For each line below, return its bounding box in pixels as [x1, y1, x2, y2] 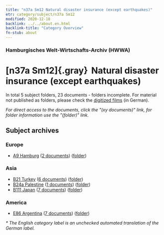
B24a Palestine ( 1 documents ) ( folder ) [12, 181, 91, 187]
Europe [5, 141, 24, 148]
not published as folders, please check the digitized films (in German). [5, 97, 150, 103]
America [5, 199, 27, 206]
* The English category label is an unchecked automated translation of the [5, 220, 159, 226]
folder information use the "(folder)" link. [5, 112, 89, 118]
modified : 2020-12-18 [5, 16, 51, 21]
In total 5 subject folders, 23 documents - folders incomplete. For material [5, 92, 157, 98]
